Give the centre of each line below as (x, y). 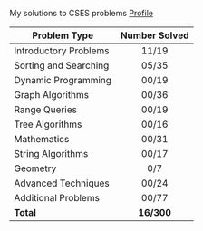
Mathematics (42, 139)
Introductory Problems (62, 51)
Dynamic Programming (63, 80)
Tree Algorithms (48, 124)
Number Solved (155, 35)
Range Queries (45, 110)
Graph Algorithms (52, 95)
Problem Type (62, 35)
